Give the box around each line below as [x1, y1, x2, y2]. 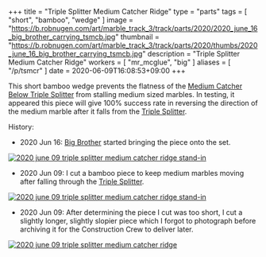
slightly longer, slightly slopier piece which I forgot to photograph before [19, 216, 256, 225]
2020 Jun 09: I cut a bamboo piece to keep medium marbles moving [19, 169, 245, 177]
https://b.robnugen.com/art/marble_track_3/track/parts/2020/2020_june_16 [11, 24, 258, 33]
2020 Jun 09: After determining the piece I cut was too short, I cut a [19, 208, 243, 217]
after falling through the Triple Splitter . [19, 177, 145, 186]
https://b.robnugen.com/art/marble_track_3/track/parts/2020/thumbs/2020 [11, 41, 258, 50]
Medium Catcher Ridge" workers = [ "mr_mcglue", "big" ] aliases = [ [8, 57, 231, 67]
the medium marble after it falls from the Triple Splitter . [8, 107, 187, 116]
